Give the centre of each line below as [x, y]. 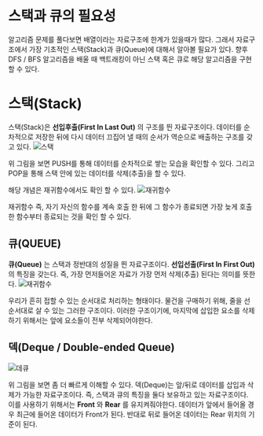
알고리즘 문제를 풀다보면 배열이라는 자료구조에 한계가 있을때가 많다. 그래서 [121, 39]
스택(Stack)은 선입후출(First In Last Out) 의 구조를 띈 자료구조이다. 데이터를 [125, 127]
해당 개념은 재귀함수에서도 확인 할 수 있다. [72, 190]
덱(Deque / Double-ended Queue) [91, 347]
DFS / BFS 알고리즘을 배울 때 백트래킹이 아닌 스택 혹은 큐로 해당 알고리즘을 [123, 59]
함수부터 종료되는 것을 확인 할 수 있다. [74, 216]
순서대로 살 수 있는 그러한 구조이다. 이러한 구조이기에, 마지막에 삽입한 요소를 [124, 310]
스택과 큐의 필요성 [62, 16]
